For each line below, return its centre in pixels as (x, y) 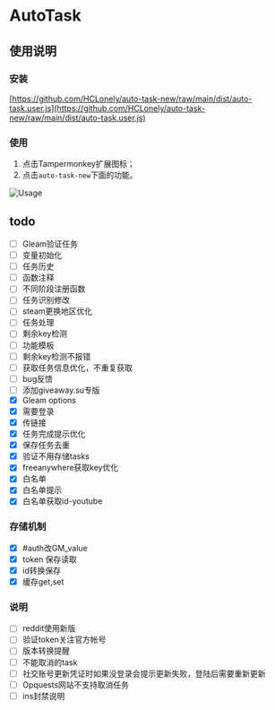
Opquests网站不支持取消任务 (76, 684)
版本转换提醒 (46, 651)
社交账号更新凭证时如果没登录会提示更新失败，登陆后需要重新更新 (144, 673)
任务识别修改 (46, 300)
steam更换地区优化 (57, 311)
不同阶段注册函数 (54, 289)
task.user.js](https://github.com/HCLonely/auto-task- (107, 108)
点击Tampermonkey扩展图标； (79, 164)
